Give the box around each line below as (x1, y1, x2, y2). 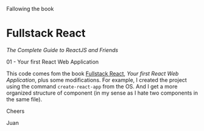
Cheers (6, 107, 25, 115)
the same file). (6, 95, 43, 102)
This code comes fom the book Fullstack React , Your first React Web (6, 70, 179, 77)
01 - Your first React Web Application (6, 58, 99, 65)
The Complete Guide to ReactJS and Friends (6, 46, 119, 53)
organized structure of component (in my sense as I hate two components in (6, 89, 199, 96)
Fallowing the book (6, 5, 54, 12)
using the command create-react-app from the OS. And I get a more (6, 82, 178, 90)
